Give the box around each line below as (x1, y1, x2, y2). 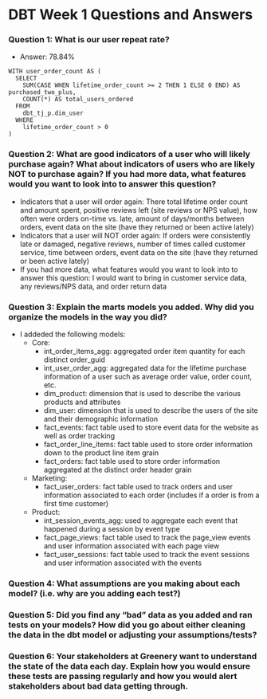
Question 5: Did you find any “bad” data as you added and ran (8, 609, 253, 620)
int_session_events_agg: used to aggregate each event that (43, 516, 238, 525)
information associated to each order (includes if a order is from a (43, 490, 260, 500)
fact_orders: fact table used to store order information (43, 457, 221, 466)
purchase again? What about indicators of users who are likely (8, 159, 256, 170)
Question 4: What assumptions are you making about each (8, 578, 241, 589)
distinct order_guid (43, 355, 106, 364)
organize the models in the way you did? (8, 311, 167, 322)
